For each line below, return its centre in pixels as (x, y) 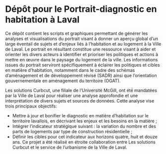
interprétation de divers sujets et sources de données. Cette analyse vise (80, 101)
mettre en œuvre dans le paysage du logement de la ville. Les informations (82, 59)
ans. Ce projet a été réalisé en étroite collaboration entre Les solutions (84, 142)
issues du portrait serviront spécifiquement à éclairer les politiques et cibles (83, 65)
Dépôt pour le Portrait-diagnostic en (81, 9)
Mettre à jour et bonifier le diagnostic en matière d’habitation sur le (80, 115)
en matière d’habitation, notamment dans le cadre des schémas (70, 70)
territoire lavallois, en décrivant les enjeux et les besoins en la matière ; (85, 121)
